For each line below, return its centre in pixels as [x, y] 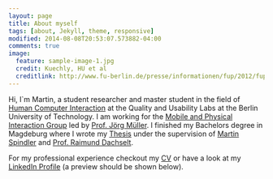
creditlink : [36, 76]
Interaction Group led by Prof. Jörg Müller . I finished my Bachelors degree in [136, 125]
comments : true [34, 46]
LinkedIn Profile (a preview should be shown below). [96, 166]
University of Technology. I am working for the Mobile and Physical [121, 116]
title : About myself [43, 23]
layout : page [30, 16]
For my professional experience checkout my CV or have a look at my [125, 158]
